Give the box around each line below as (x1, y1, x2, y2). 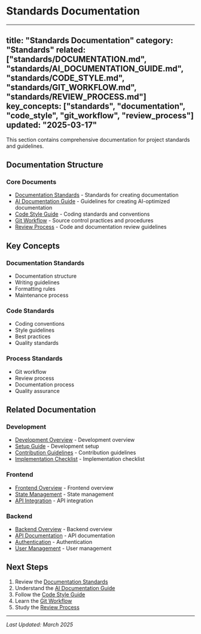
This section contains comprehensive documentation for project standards (6, 136, 190, 143)
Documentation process (14, 380, 75, 388)
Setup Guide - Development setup (14, 443, 99, 450)
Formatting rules (14, 285, 56, 293)
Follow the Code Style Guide (14, 591, 86, 598)
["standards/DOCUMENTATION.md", (6, 54, 147, 64)
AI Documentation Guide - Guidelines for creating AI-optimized (14, 198, 170, 205)
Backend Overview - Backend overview (14, 526, 112, 532)
